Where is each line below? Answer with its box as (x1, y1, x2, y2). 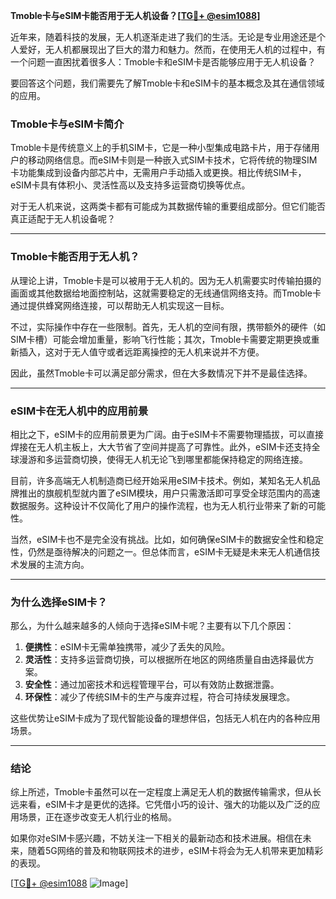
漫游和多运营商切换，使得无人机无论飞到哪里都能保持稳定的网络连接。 (18, 453, 308, 465)
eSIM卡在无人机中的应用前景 (10, 404, 149, 418)
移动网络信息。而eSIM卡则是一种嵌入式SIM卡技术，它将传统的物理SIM (27, 154, 318, 166)
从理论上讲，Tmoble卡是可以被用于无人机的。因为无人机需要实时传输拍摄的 (10, 274, 322, 286)
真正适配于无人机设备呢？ (10, 213, 116, 225)
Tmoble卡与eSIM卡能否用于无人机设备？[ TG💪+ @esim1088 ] (10, 10, 261, 21)
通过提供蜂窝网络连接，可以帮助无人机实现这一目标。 (10, 299, 230, 311)
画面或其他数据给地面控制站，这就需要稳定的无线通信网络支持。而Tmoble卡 (10, 287, 322, 299)
